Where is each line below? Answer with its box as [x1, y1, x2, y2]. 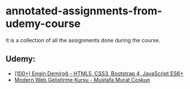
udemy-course [5, 17, 81, 30]
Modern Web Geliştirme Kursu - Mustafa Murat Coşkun [14, 76, 151, 83]
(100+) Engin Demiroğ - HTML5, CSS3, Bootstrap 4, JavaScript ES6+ [14, 70, 184, 77]
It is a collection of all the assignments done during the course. [5, 36, 161, 44]
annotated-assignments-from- [5, 4, 163, 18]
